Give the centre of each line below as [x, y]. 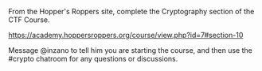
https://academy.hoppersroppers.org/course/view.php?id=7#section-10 [126, 35]
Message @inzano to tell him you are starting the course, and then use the [130, 50]
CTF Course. [29, 20]
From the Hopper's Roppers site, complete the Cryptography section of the [131, 11]
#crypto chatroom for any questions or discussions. [93, 59]
